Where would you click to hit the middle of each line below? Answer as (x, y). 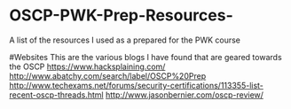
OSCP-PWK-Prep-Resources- (121, 16)
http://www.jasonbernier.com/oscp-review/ (185, 95)
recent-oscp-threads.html (56, 95)
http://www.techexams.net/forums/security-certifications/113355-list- (137, 85)
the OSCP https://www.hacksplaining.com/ (87, 66)
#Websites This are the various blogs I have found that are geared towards (145, 57)
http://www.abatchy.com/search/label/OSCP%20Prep (108, 75)
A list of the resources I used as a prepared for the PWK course (125, 40)
